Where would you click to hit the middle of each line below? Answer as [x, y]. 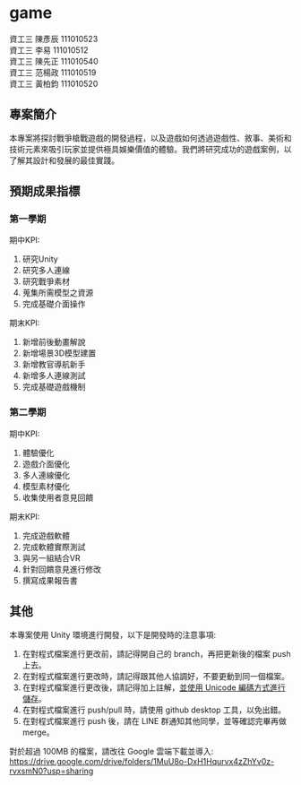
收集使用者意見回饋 [58, 497]
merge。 [39, 732]
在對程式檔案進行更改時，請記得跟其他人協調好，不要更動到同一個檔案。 [155, 676]
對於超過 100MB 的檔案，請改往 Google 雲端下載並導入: [112, 751]
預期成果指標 [45, 191]
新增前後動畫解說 [54, 342]
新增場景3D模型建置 [59, 353]
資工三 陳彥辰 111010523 [54, 39]
